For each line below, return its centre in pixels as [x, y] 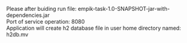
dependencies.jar [28, 15]
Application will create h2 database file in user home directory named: [94, 28]
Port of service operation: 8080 [46, 21]
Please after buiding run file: [41, 9]
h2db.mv [17, 35]
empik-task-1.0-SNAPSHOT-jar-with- [124, 9]
